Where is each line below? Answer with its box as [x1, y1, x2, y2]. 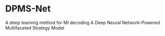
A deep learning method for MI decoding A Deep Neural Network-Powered [5, 19, 160, 25]
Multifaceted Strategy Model [5, 24, 64, 30]
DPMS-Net [5, 3, 51, 14]
